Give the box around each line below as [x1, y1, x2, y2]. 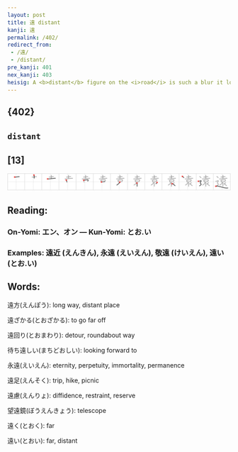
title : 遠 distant [7, 18, 61, 26]
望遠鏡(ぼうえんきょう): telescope [7, 406, 106, 414]
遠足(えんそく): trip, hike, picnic [7, 376, 99, 385]
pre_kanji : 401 [7, 64, 52, 71]
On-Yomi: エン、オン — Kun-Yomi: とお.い [7, 227, 152, 237]
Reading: [7, 204, 48, 216]
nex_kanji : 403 [7, 71, 52, 78]
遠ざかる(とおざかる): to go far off [7, 316, 106, 324]
